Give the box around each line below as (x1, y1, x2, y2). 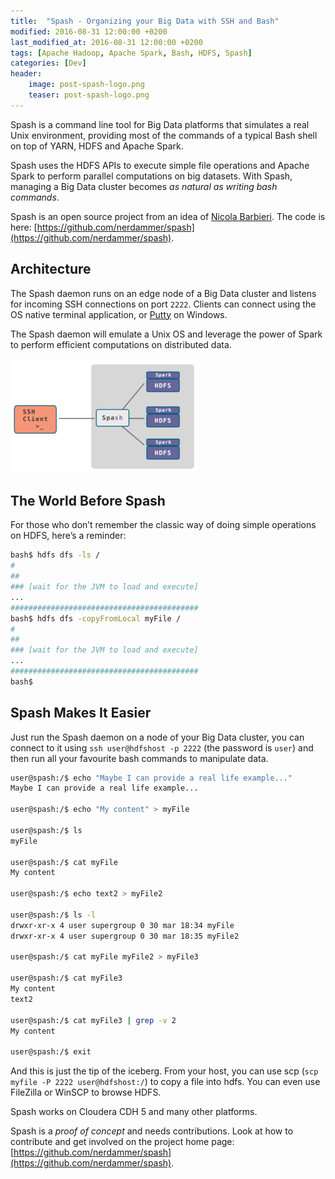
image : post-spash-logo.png (28, 80, 145, 90)
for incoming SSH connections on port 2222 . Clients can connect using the (10, 298, 317, 310)
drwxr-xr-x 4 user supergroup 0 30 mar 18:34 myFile (10, 920, 235, 930)
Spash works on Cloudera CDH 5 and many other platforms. (10, 1106, 258, 1118)
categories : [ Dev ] (10, 58, 87, 69)
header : (10, 69, 43, 79)
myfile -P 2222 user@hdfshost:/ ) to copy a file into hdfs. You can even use (10, 1076, 321, 1088)
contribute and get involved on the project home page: (10, 1136, 235, 1148)
